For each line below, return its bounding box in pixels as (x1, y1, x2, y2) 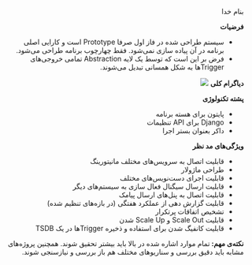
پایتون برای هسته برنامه (155, 110, 224, 118)
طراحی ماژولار (180, 165, 224, 174)
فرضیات (220, 22, 244, 31)
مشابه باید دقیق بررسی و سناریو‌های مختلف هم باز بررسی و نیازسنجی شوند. (21, 248, 244, 256)
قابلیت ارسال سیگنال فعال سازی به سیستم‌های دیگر (72, 181, 224, 191)
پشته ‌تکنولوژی (202, 94, 244, 103)
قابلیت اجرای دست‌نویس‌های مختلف (120, 174, 224, 182)
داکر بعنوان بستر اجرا (161, 126, 224, 135)
